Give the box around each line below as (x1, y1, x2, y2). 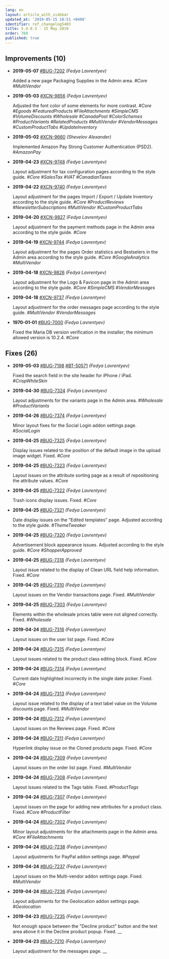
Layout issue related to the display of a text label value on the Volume (12, 700, 157, 706)
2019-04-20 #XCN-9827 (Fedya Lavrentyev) (12, 214, 107, 220)
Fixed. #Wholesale (12, 616, 51, 622)
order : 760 (5, 31, 28, 36)
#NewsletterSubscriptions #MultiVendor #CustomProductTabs (12, 204, 143, 210)
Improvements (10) (5, 54, 66, 63)
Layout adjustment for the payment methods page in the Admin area (12, 223, 155, 230)
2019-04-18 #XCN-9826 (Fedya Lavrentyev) (12, 269, 107, 276)
